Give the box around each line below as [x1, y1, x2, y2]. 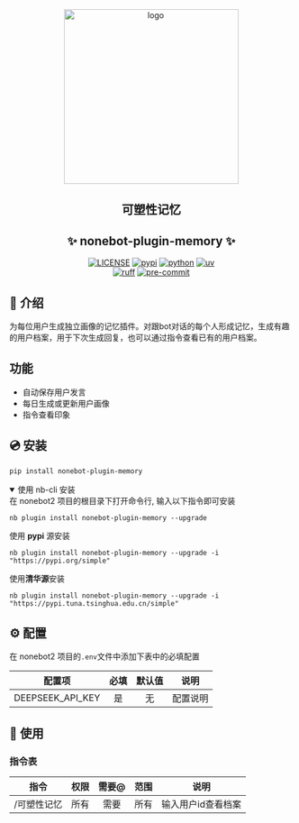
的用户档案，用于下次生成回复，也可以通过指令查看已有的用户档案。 [9, 333, 262, 343]
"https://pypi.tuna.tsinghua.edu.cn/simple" [9, 599, 179, 608]
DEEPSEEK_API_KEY [14, 691, 101, 704]
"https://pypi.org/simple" [9, 556, 111, 565]
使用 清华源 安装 [9, 572, 65, 584]
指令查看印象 [22, 409, 70, 420]
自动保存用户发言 [22, 387, 86, 398]
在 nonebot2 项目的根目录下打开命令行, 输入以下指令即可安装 [9, 495, 236, 506]
